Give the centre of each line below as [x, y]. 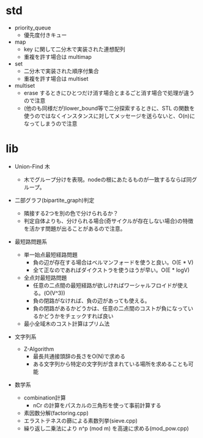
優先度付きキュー [45, 35]
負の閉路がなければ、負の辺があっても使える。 [91, 301]
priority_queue [33, 28]
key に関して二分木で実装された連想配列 [75, 49]
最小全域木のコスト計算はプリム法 [67, 323]
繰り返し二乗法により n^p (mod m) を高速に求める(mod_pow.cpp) [106, 428]
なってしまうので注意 [50, 123]
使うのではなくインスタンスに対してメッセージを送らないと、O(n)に [109, 116]
